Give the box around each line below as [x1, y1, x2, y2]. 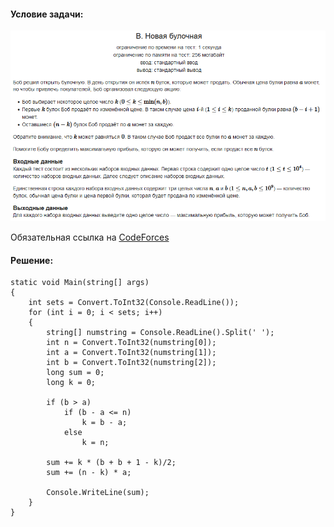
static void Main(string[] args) [10, 278, 150, 288]
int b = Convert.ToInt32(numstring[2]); [46, 358, 217, 368]
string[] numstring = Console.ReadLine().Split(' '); [46, 328, 275, 338]
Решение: [10, 254, 54, 266]
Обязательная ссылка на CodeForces [10, 231, 170, 244]
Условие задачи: [10, 8, 84, 20]
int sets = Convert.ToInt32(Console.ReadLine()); [28, 298, 240, 308]
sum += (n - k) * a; [46, 468, 132, 478]
